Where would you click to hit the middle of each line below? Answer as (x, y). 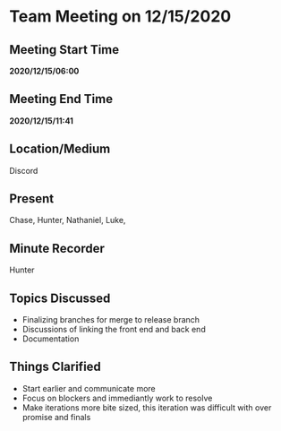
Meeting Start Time (64, 50)
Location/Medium (60, 149)
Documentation (51, 339)
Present (32, 199)
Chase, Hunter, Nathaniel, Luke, (68, 220)
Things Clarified (55, 367)
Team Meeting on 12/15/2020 (120, 17)
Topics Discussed (60, 298)
